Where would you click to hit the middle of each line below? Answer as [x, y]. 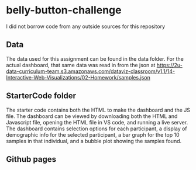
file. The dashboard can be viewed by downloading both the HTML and [92, 116]
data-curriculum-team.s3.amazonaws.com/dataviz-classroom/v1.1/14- [91, 71]
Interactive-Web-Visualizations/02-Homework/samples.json [78, 77]
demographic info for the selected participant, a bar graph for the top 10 [93, 134]
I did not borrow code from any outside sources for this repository [86, 26]
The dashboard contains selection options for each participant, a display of [97, 129]
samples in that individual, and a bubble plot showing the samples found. [94, 141]
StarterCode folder [41, 96]
